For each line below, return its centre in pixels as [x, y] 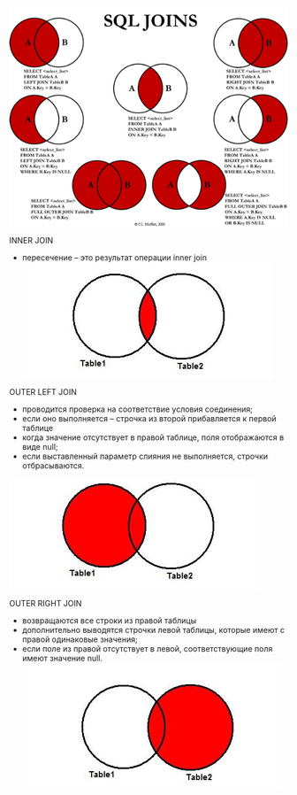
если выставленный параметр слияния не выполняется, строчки [145, 456]
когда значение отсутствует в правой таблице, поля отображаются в [153, 437]
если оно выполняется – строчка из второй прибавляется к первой [149, 419]
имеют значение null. [62, 659]
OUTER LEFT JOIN [43, 392]
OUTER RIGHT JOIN [46, 604]
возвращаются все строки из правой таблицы [109, 621]
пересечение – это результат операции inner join [114, 258]
